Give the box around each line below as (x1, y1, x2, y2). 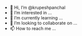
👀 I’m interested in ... (9, 10, 52, 16)
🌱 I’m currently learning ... (9, 15, 63, 20)
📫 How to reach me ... (9, 26, 56, 31)
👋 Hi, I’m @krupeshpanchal (9, 5, 66, 10)
